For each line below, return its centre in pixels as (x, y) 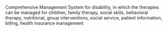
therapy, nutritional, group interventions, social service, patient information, (84, 18)
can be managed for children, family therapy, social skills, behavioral (77, 12)
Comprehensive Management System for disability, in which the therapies (82, 7)
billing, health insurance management (44, 23)
